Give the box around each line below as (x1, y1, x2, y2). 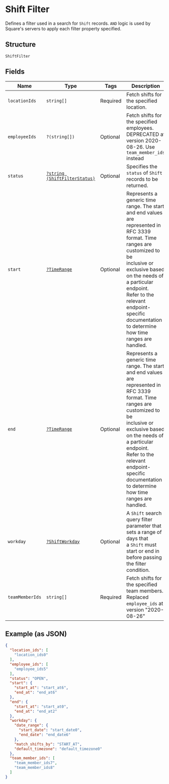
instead (126, 155, 144, 162)
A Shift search (126, 509, 162, 516)
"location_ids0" (14, 653, 49, 658)
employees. (126, 124, 154, 131)
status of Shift (126, 169, 162, 176)
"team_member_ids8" (14, 765, 55, 770)
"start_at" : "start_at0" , (14, 704, 69, 709)
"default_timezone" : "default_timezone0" (14, 746, 102, 751)
